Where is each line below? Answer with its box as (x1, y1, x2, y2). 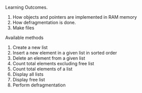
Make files (12, 25, 34, 31)
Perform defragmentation (12, 82, 66, 88)
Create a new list (12, 44, 48, 50)
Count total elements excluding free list (12, 61, 94, 66)
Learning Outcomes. (5, 5, 48, 10)
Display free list (12, 77, 45, 82)
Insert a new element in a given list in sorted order (12, 50, 117, 56)
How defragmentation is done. (12, 20, 76, 25)
